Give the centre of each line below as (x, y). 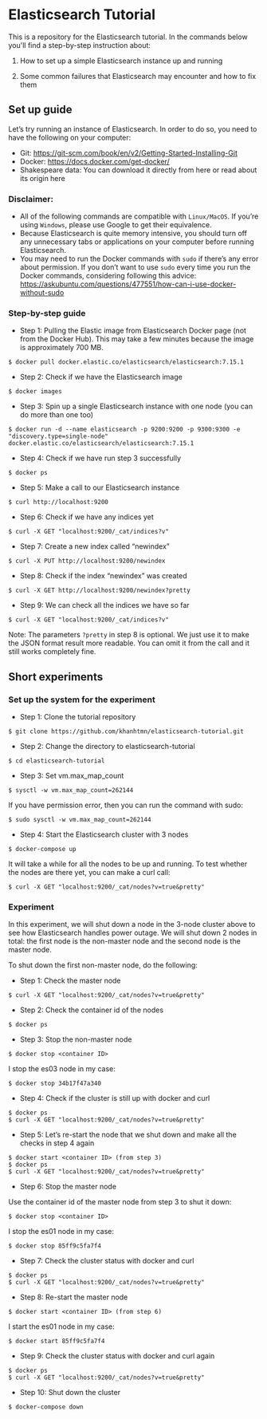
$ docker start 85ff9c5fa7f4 (57, 1342)
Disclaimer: (31, 199)
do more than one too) (57, 415)
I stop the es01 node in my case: (61, 1232)
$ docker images (35, 392)
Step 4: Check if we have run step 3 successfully (100, 458)
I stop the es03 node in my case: (62, 1069)
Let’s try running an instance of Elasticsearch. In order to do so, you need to (133, 128)
